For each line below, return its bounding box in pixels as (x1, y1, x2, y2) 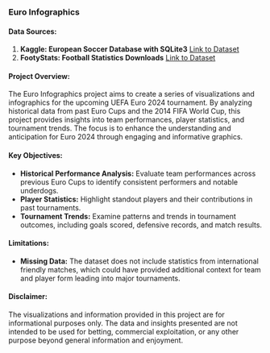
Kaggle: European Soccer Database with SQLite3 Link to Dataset (19, 44, 239, 54)
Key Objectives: (8, 150, 63, 160)
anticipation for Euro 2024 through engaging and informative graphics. (8, 132, 243, 142)
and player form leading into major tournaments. (19, 273, 181, 283)
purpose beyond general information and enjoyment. (8, 335, 184, 345)
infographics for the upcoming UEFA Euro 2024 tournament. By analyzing (8, 98, 252, 107)
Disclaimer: (8, 292, 48, 301)
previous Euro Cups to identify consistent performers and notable (19, 176, 239, 187)
